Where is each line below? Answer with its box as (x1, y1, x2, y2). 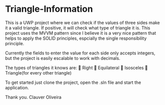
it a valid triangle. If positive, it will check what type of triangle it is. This (5, 25, 151, 30)
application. (5, 84, 29, 90)
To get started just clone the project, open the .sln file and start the (5, 79, 141, 85)
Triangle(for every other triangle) (5, 70, 72, 76)
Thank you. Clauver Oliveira (5, 94, 62, 100)
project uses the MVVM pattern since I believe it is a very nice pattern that (5, 30, 157, 36)
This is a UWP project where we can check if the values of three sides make (5, 20, 160, 26)
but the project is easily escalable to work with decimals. (5, 55, 121, 61)
